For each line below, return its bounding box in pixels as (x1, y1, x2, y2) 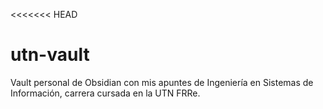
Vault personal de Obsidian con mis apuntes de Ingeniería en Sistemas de (10, 76, 314, 88)
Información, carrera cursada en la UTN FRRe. (10, 87, 201, 99)
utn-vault (10, 44, 90, 66)
